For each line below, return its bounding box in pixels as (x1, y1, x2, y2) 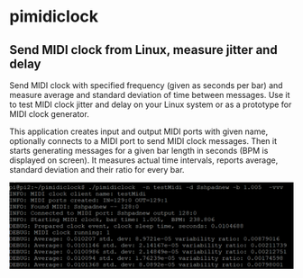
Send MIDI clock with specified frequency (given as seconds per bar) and (9, 80, 283, 91)
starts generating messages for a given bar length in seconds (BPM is (9, 146, 269, 156)
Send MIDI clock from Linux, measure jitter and (9, 42, 278, 58)
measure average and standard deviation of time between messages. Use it (9, 90, 290, 100)
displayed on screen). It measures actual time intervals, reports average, (9, 155, 279, 166)
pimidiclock (9, 6, 99, 27)
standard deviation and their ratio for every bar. (9, 165, 185, 175)
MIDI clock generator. (9, 109, 90, 119)
